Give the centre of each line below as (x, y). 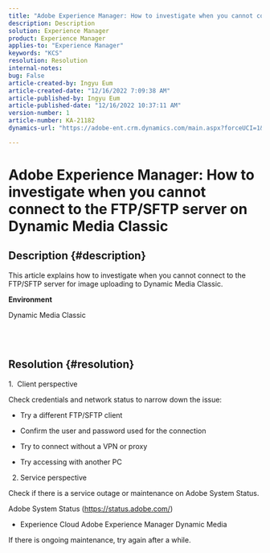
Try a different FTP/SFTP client (71, 415)
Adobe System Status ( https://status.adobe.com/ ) (91, 509)
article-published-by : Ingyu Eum (64, 98)
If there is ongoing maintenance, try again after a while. (100, 539)
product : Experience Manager (57, 38)
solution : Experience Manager (59, 31)
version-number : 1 (39, 113)
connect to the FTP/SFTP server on (128, 209)
